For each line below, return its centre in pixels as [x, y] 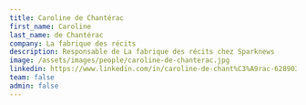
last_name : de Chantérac [56, 35]
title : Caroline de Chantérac [67, 18]
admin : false [34, 86]
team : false [32, 78]
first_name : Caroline [51, 26]
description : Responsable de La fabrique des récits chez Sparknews [142, 52]
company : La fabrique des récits [73, 43]
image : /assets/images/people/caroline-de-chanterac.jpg [120, 60]
